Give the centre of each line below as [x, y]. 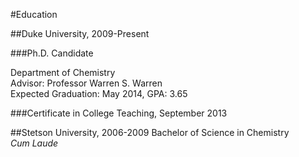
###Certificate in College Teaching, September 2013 [119, 113]
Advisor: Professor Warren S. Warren [86, 83]
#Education [34, 14]
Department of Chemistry [63, 72]
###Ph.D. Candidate [52, 53]
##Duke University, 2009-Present [80, 33]
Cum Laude [34, 143]
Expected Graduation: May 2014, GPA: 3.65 [99, 93]
